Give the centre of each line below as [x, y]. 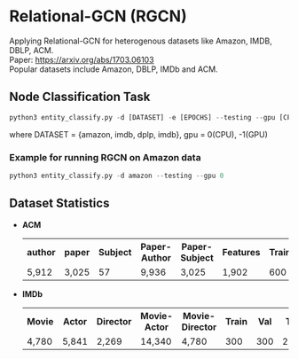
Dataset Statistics [59, 203]
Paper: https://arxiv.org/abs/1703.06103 [82, 59]
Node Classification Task [80, 97]
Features [241, 252]
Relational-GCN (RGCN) [98, 16]
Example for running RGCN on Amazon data [105, 157]
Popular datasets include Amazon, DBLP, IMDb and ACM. [114, 69]
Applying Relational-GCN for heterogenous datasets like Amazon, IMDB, [141, 41]
